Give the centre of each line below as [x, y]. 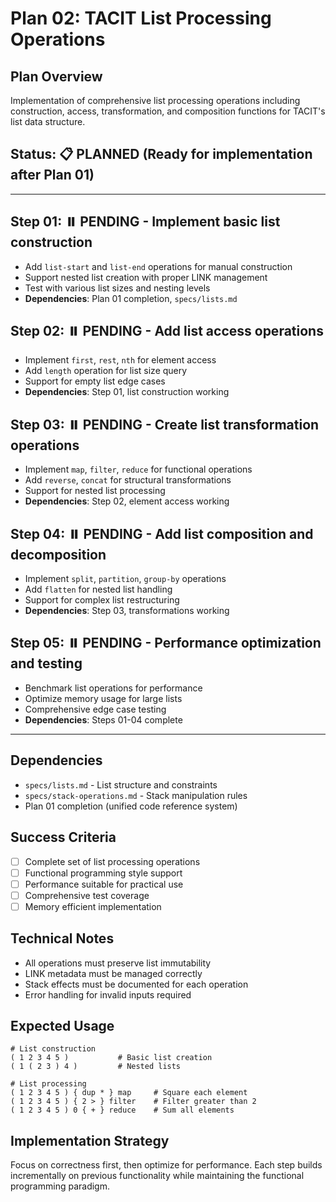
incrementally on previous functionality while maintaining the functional [157, 1176]
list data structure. [48, 121]
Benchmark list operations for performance [113, 688]
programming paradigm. [60, 1186]
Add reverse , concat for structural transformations [128, 480]
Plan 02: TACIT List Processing [141, 18]
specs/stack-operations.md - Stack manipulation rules [136, 795]
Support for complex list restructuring [102, 600]
